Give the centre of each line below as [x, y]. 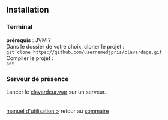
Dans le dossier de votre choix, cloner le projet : [65, 46]
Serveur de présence [37, 79]
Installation [28, 10]
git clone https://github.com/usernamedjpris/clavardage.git [84, 52]
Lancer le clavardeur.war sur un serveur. [56, 92]
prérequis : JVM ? [28, 40]
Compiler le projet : [30, 58]
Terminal [19, 27]
